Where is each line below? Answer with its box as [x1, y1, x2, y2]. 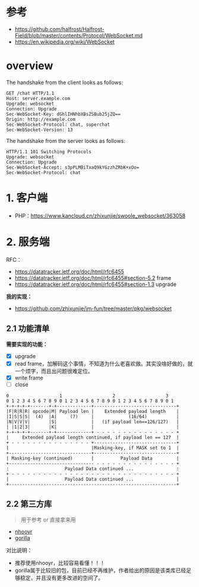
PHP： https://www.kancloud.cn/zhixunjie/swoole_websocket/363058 [14, 212, 186, 219]
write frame [14, 374, 43, 381]
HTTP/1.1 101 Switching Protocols [6, 148, 92, 155]
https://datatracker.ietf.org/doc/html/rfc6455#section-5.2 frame [14, 274, 172, 281]
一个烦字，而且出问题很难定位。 [14, 367, 93, 374]
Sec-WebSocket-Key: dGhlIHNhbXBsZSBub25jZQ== [6, 111, 121, 117]
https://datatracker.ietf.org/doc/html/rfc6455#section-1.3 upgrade [14, 281, 177, 288]
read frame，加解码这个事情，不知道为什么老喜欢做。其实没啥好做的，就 [14, 360, 193, 367]
